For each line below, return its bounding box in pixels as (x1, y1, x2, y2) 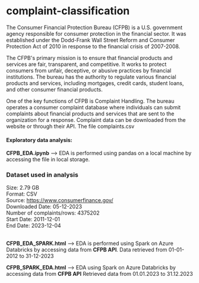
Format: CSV (6, 190, 37, 197)
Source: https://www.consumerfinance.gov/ (6, 197, 113, 204)
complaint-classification (6, 4, 130, 18)
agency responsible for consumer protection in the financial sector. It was (6, 30, 187, 37)
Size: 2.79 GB (6, 184, 40, 191)
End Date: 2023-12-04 (6, 222, 61, 229)
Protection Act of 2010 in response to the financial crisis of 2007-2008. (6, 43, 181, 50)
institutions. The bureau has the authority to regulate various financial (6, 73, 176, 80)
